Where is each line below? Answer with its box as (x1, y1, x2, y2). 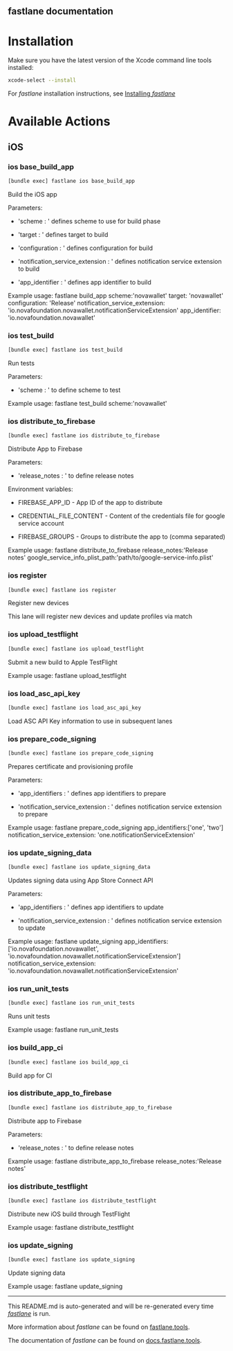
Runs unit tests (8, 1012, 50, 1021)
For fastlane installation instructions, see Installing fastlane (8, 89, 176, 98)
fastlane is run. (8, 1309, 51, 1318)
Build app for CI (8, 1071, 53, 1080)
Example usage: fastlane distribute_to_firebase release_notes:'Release (8, 546, 208, 555)
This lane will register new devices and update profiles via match (8, 612, 193, 620)
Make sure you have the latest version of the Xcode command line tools (8, 56, 212, 64)
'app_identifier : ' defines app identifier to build (17, 278, 151, 286)
